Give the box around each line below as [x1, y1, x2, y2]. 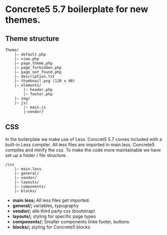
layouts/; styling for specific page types [12, 213, 97, 219]
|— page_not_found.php [14, 69, 62, 74]
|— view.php [14, 56, 39, 61]
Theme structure [5, 34, 59, 43]
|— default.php [14, 52, 46, 57]
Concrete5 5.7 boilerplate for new [5, 4, 148, 15]
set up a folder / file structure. [5, 152, 67, 158]
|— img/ [14, 96, 30, 101]
